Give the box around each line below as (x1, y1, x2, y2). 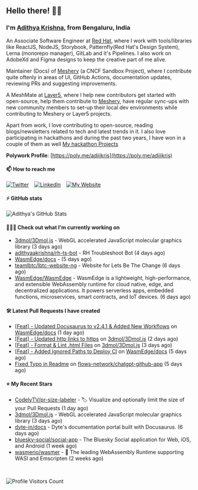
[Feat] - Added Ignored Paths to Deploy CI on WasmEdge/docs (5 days (14, 348, 187, 355)
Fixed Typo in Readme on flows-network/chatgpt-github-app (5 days (14, 360, 183, 367)
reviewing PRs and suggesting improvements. (6, 80, 117, 87)
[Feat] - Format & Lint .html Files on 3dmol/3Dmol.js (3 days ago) (14, 341, 173, 348)
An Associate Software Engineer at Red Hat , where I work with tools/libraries (6, 37, 192, 44)
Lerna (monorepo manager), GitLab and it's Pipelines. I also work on (6, 50, 172, 57)
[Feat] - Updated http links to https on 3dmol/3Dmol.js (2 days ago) (14, 335, 179, 342)
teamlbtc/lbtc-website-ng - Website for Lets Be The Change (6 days (14, 262, 181, 269)
